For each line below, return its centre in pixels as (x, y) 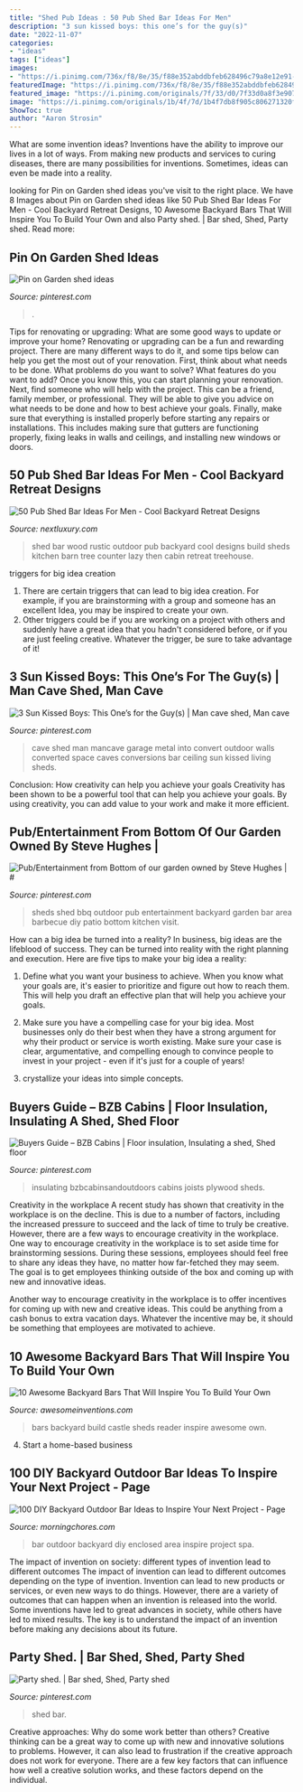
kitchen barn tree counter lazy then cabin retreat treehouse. (142, 556)
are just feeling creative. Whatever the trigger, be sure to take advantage (157, 639)
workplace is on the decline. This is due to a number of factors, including (145, 1215)
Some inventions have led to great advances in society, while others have (146, 1609)
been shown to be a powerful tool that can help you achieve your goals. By (148, 794)
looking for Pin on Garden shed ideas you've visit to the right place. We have (151, 191)
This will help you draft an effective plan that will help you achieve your (154, 996)
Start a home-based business (78, 1445)
